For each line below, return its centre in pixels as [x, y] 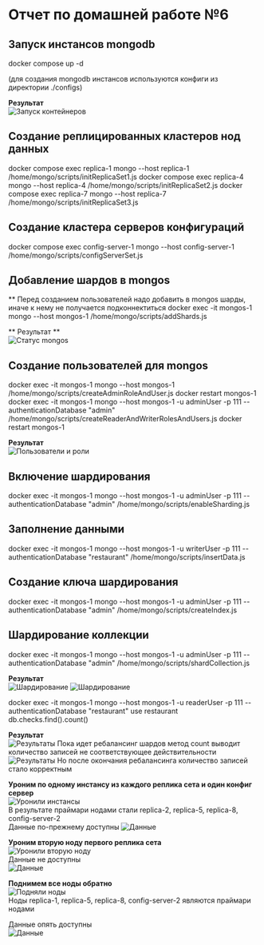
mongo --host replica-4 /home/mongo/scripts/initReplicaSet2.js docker [126, 185]
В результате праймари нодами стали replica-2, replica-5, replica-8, [123, 810]
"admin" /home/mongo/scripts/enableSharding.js [169, 504]
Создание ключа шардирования [93, 582]
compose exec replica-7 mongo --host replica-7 [87, 193]
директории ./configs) [45, 87]
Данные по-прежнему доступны [64, 827]
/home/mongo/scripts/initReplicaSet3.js [73, 202]
